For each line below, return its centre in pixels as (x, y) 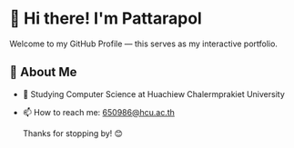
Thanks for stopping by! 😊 (72, 133)
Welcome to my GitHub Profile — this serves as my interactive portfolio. (143, 44)
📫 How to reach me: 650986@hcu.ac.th (99, 112)
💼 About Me (43, 72)
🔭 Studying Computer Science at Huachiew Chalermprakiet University (153, 94)
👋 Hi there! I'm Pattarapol (106, 19)
